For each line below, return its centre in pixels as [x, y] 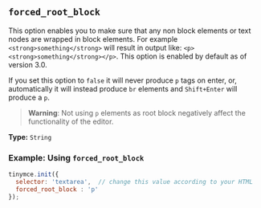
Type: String [30, 137]
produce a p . [29, 97]
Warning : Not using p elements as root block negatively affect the [137, 112]
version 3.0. [28, 64]
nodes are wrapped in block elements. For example [93, 39]
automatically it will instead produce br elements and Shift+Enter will [123, 88]
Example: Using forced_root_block [76, 157]
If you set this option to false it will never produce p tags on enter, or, [122, 80]
